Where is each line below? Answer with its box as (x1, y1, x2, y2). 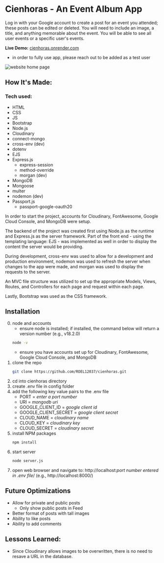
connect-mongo (12, 135, 45, 141)
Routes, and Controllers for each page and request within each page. (5, 283, 144, 289)
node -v (12, 341, 28, 345)
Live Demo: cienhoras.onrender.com (5, 45, 79, 51)
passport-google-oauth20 (19, 203, 72, 210)
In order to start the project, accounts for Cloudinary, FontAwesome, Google (5, 213, 158, 219)
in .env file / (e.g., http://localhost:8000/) (12, 472, 94, 478)
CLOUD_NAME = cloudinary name (19, 415, 89, 421)
